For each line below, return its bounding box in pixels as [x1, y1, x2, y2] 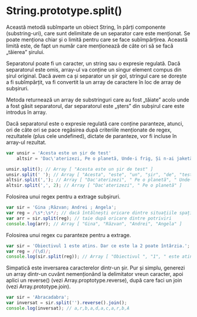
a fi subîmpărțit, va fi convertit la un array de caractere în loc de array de [6, 78, 182, 86]
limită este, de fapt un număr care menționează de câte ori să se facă [6, 42, 174, 49]
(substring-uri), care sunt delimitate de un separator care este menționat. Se [6, 29, 191, 36]
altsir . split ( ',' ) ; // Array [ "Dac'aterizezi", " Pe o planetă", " [6, 177, 177, 183]
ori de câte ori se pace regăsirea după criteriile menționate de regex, [6, 126, 172, 133]
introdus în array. [6, 109, 47, 116]
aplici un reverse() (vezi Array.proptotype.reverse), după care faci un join [6, 277, 182, 284]
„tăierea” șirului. [6, 48, 45, 55]
